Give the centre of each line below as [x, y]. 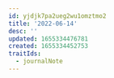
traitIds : [25, 54]
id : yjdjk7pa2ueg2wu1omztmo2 [57, 16]
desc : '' [23, 31]
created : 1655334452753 [49, 46]
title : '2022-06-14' [43, 24]
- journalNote [39, 62]
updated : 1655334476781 [49, 39]
